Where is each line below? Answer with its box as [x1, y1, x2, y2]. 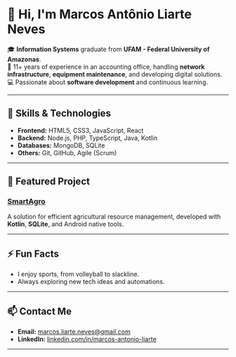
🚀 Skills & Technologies [7, 108, 111, 119]
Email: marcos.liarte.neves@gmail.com [17, 327, 131, 336]
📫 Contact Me [7, 305, 72, 317]
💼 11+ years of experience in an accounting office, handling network [7, 63, 205, 71]
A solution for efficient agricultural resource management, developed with [7, 212, 221, 221]
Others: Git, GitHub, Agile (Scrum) [17, 148, 117, 157]
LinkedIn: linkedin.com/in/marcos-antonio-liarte [17, 335, 157, 344]
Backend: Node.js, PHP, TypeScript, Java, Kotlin [17, 134, 158, 142]
